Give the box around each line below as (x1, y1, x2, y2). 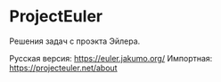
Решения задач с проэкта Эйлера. (9, 36, 141, 46)
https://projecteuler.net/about (9, 62, 118, 73)
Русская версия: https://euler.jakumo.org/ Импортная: (9, 53, 213, 63)
